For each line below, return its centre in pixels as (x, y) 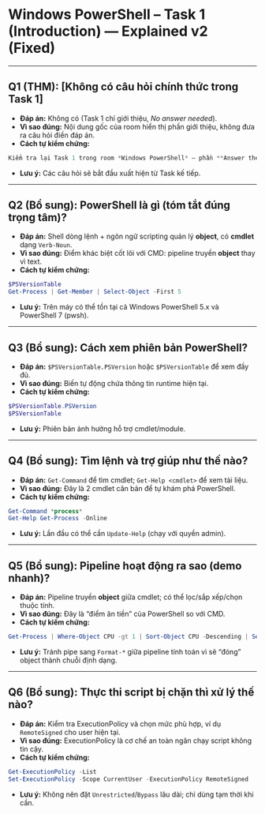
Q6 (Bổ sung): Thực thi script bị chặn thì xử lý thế (131, 692)
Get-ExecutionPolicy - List (52, 771)
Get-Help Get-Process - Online (58, 519)
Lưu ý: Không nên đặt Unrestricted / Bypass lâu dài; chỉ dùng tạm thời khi (136, 794)
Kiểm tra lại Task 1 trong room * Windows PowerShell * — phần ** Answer (127, 158)
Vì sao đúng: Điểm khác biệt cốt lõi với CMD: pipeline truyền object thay (137, 253)
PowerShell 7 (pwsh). (54, 315)
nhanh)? (29, 578)
